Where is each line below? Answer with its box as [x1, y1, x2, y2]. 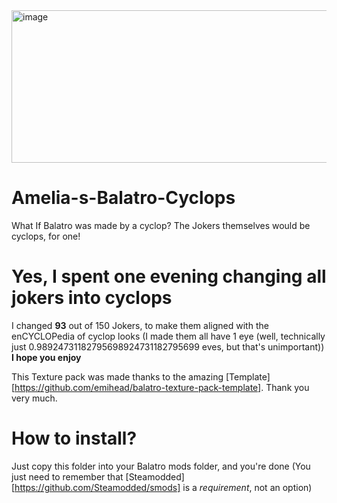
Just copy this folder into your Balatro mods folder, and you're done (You [11, 460, 311, 472]
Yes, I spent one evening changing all [11, 265, 327, 288]
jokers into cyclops [11, 287, 173, 309]
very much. [11, 392, 58, 404]
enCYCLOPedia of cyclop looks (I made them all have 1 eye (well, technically [11, 330, 326, 342]
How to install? [11, 427, 138, 450]
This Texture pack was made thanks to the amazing [11, 370, 224, 383]
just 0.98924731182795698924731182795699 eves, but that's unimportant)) [11, 340, 325, 353]
